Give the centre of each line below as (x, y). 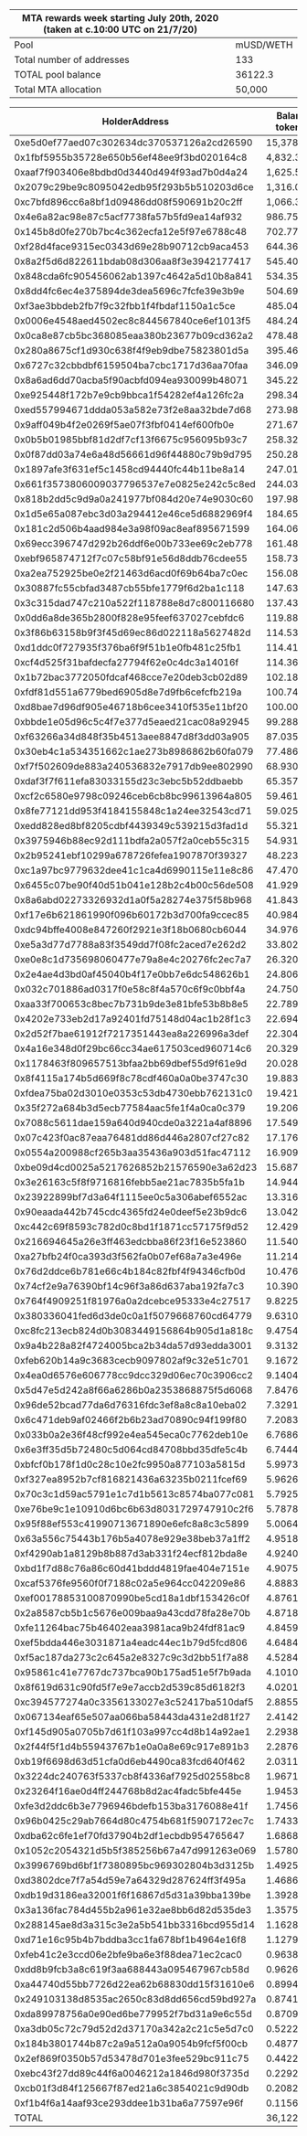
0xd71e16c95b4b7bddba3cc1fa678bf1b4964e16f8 (130, 1939)
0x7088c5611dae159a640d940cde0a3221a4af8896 (133, 1123)
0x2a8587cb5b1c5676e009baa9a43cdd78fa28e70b (132, 1613)
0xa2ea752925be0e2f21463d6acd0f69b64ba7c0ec (131, 573)
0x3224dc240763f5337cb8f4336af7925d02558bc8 (132, 1776)
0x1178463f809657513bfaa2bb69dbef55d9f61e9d (131, 1063)
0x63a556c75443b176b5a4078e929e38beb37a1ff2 (132, 1539)
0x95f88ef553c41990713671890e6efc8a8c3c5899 (132, 1524)
